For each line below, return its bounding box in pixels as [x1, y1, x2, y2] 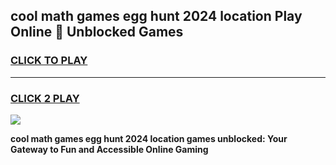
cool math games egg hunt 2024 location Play [10, 8, 303, 25]
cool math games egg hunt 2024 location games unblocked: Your [10, 132, 288, 144]
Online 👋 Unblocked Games [10, 24, 184, 41]
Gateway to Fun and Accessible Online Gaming [10, 143, 209, 155]
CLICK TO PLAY [10, 54, 88, 68]
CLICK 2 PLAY [10, 91, 80, 105]
